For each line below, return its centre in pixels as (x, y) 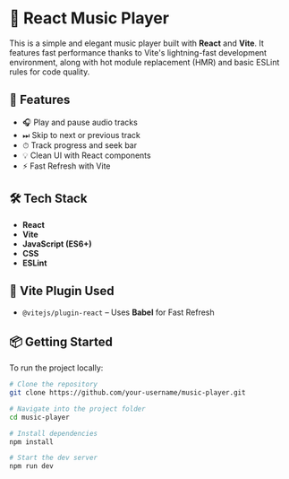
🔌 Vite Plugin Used (62, 291)
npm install (31, 442)
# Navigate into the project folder (77, 409)
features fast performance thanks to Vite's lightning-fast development (138, 52)
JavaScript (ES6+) (57, 244)
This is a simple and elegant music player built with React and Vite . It (136, 43)
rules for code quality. (50, 72)
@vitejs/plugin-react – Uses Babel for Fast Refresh (118, 312)
